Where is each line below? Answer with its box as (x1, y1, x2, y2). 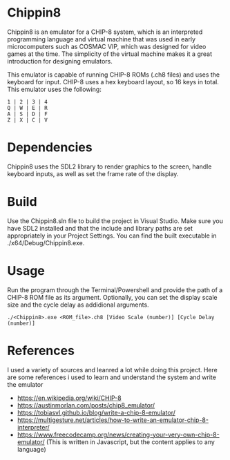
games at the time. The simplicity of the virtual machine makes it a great (7, 50, 213, 58)
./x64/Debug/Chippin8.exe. (7, 238, 85, 247)
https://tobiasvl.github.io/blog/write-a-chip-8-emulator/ (17, 408, 176, 416)
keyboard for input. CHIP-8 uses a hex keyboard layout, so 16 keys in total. (7, 77, 219, 86)
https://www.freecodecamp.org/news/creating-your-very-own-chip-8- (17, 430, 220, 439)
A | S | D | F (7, 111, 48, 117)
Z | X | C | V (7, 116, 48, 124)
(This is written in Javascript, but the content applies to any (46, 437, 215, 446)
